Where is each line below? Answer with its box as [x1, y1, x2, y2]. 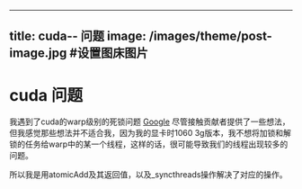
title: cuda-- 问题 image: [9, 29, 147, 44]
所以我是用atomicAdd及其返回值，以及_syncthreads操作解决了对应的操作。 [9, 169, 288, 180]
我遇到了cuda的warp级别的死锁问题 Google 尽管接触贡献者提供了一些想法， [9, 116, 290, 127]
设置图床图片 [76, 46, 148, 61]
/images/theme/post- [148, 29, 272, 44]
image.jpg [9, 46, 67, 61]
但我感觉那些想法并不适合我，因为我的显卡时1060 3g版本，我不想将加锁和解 [9, 128, 292, 139]
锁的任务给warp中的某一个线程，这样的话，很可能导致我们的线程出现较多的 [9, 139, 289, 149]
